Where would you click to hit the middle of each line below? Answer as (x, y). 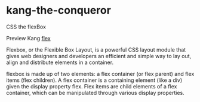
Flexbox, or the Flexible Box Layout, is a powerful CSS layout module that (96, 50)
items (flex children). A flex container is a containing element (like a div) (94, 80)
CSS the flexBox (26, 27)
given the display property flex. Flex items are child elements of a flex (92, 86)
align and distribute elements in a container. (60, 62)
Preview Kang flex (28, 38)
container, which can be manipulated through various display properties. (95, 93)
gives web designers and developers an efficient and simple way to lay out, (99, 56)
